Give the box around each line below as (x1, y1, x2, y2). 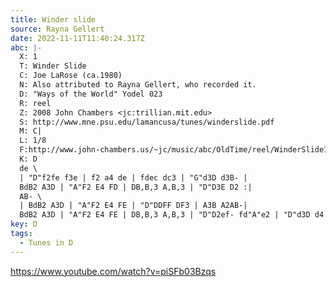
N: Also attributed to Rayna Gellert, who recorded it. (19, 80, 257, 90)
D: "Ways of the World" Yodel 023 (19, 89, 163, 99)
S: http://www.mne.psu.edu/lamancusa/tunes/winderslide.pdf (19, 117, 275, 127)
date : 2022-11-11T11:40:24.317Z (10, 33, 145, 43)
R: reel (19, 98, 52, 108)
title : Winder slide (10, 14, 97, 25)
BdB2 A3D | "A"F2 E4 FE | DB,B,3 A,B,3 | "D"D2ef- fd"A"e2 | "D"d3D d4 (19, 210, 325, 220)
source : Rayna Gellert (10, 24, 105, 34)
